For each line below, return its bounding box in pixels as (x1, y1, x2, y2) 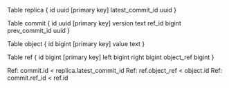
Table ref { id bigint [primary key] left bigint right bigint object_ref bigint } (7, 53, 214, 61)
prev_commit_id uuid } (7, 27, 71, 34)
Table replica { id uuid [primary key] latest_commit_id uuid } (7, 6, 177, 14)
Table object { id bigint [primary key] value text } (7, 40, 145, 47)
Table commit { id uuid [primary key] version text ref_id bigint (7, 19, 181, 27)
